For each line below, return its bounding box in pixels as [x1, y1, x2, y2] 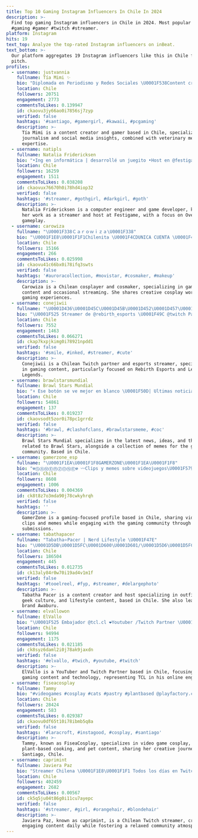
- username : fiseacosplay [11, 680, 75, 686]
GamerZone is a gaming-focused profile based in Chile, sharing [21, 515, 183, 521]
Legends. [21, 372, 44, 378]
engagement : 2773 [16, 96, 60, 102]
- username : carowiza [11, 223, 65, 229]
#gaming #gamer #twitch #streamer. [11, 25, 99, 31]
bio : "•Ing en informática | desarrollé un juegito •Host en [16, 157, 170, 163]
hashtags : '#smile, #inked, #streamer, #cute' [16, 350, 133, 356]
